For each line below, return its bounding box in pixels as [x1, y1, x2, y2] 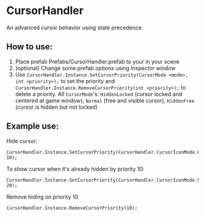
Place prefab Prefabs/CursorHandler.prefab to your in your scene [15, 57, 180, 65]
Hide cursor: [6, 137, 38, 144]
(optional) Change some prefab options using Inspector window [15, 64, 176, 72]
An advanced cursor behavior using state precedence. [6, 24, 143, 31]
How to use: [6, 42, 53, 52]
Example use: [6, 121, 59, 131]
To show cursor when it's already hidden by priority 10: [6, 165, 145, 172]
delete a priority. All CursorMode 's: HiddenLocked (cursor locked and [15, 90, 182, 98]
